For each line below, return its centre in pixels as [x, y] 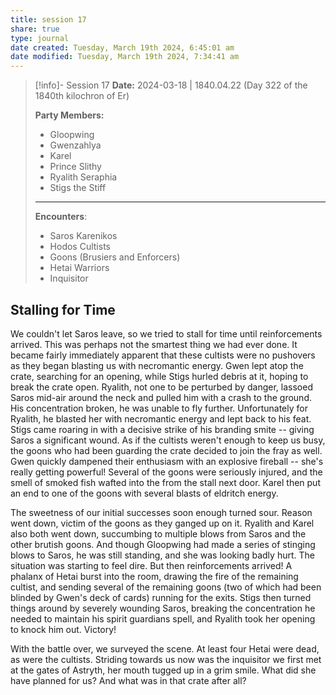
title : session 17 [48, 19]
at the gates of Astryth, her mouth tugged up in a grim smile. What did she [163, 670]
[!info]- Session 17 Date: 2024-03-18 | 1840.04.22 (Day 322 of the [171, 85]
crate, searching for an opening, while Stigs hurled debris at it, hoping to [159, 376]
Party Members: [69, 115]
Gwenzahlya [75, 145]
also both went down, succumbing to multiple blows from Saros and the [158, 533]
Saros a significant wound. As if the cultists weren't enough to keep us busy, [168, 440]
